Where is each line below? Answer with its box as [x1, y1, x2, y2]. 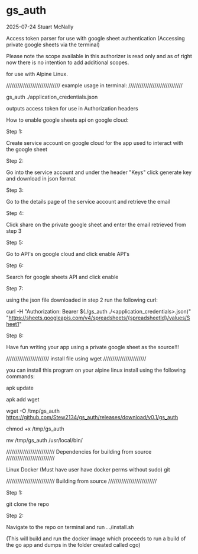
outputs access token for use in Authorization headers [6, 105, 138, 112]
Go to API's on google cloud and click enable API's [6, 250, 130, 257]
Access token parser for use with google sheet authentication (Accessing [6, 34, 185, 42]
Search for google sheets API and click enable [6, 273, 119, 280]
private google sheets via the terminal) [6, 41, 100, 48]
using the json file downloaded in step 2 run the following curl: [6, 296, 158, 303]
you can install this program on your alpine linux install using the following [6, 366, 186, 373]
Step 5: [6, 239, 24, 246]
